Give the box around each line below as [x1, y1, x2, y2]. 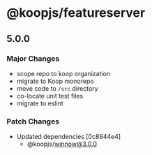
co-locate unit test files [16, 91, 84, 100]
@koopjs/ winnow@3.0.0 [26, 140, 98, 148]
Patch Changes [6, 117, 60, 126]
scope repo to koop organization [16, 69, 111, 77]
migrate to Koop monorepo [16, 77, 95, 85]
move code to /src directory [16, 84, 98, 92]
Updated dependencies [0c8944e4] [16, 133, 121, 141]
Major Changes [6, 54, 60, 64]
